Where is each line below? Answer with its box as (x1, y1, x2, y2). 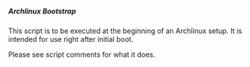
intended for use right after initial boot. (8, 34, 134, 43)
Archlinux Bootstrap (8, 6, 77, 16)
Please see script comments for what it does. (8, 50, 156, 59)
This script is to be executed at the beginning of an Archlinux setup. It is (8, 26, 243, 35)
